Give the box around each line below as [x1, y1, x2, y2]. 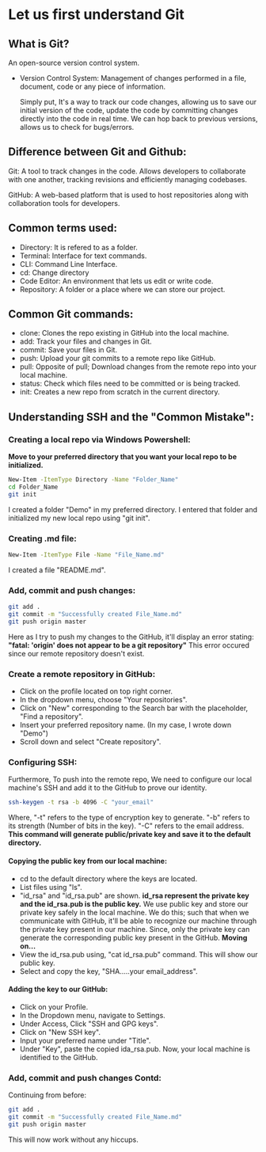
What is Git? [8, 37, 70, 51]
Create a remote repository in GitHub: [8, 668, 156, 679]
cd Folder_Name [8, 483, 59, 491]
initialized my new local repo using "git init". [8, 513, 150, 523]
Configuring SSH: [8, 757, 78, 768]
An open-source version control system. [8, 58, 140, 67]
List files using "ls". [19, 882, 83, 892]
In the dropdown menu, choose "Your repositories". [19, 695, 188, 705]
